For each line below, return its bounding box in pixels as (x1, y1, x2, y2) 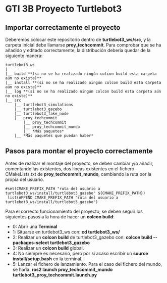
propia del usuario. (5, 176, 44, 182)
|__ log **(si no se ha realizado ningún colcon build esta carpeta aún (5, 89, 161, 94)
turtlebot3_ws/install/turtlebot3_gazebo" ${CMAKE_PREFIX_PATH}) (5, 191, 145, 196)
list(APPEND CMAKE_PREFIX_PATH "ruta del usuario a (7, 195, 119, 200)
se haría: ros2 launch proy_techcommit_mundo (12, 266, 113, 272)
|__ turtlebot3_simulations (14, 102, 73, 107)
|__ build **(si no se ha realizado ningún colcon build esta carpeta (5, 71, 157, 76)
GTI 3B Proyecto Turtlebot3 (5, 3, 122, 15)
